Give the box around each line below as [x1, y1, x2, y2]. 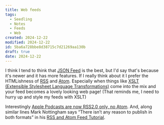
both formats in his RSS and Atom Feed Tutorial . [5, 114, 106, 120]
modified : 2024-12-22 [5, 40, 50, 45]
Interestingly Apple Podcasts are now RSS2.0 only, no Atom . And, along [5, 103, 152, 110]
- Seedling [9, 16, 32, 21]
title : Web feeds [5, 7, 41, 12]
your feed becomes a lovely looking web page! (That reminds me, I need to [5, 88, 160, 95]
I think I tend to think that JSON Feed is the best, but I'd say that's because [5, 67, 159, 73]
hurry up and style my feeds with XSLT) [5, 94, 87, 100]
